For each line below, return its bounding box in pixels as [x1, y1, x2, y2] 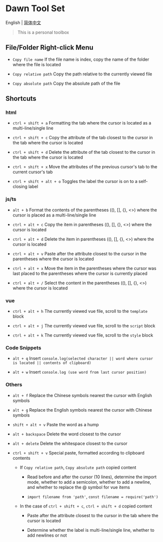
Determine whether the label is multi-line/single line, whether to [27, 527, 155, 533]
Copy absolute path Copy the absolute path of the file [12, 80, 121, 86]
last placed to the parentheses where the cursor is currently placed [12, 271, 148, 276]
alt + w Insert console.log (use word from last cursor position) [12, 369, 147, 375]
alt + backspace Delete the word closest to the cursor [12, 431, 121, 437]
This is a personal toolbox [17, 29, 70, 35]
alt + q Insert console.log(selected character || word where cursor [12, 356, 153, 361]
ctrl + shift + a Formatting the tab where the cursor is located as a [12, 120, 151, 126]
